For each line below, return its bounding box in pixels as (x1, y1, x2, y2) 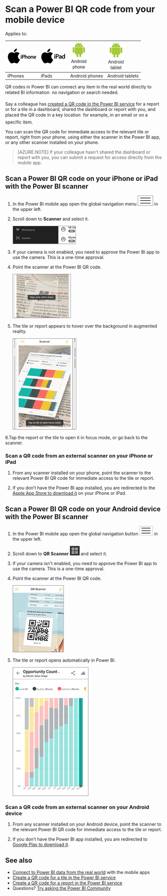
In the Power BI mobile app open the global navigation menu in (12, 201, 158, 207)
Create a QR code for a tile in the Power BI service (12, 875, 116, 881)
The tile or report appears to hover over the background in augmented (12, 323, 157, 329)
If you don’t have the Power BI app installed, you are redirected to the (12, 485, 155, 491)
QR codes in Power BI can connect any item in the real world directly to (5, 84, 151, 90)
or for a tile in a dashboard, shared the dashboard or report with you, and (5, 106, 156, 112)
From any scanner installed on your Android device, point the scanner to (12, 821, 161, 828)
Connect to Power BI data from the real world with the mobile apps (12, 870, 150, 876)
